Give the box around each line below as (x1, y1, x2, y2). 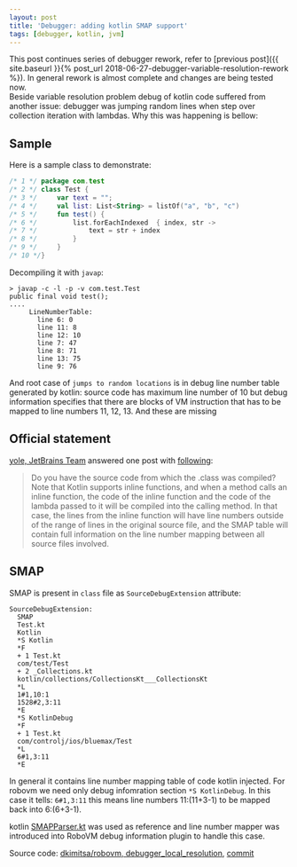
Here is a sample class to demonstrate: (9, 160, 152, 170)
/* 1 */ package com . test (9, 177, 105, 186)
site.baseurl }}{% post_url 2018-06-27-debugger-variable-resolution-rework (9, 63, 289, 74)
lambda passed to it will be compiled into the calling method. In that (30, 500, 277, 511)
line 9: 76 (36, 361, 77, 371)
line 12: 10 (36, 330, 82, 340)
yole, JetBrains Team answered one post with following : (9, 454, 214, 466)
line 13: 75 (36, 354, 82, 363)
